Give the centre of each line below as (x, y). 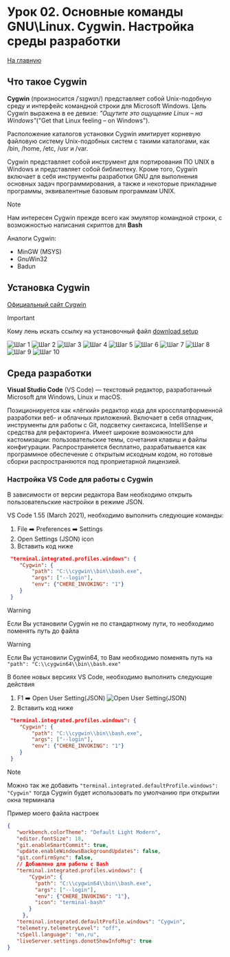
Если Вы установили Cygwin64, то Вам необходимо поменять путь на (110, 657)
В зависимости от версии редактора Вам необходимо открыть (100, 494)
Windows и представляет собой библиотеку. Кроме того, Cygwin (102, 169)
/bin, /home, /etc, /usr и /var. (48, 148)
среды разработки (64, 41)
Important (21, 318)
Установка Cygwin (49, 288)
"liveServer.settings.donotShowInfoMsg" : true (84, 941)
